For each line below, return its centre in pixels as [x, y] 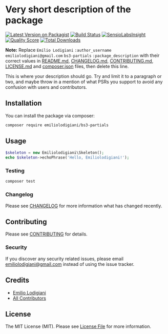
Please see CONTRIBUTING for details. [47, 234]
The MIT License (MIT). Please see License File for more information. [78, 326]
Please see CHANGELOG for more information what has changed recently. [84, 206]
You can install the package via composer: [50, 115]
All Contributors [29, 298]
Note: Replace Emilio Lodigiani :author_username [58, 50]
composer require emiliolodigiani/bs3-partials [57, 125]
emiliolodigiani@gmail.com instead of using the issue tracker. [70, 264]
